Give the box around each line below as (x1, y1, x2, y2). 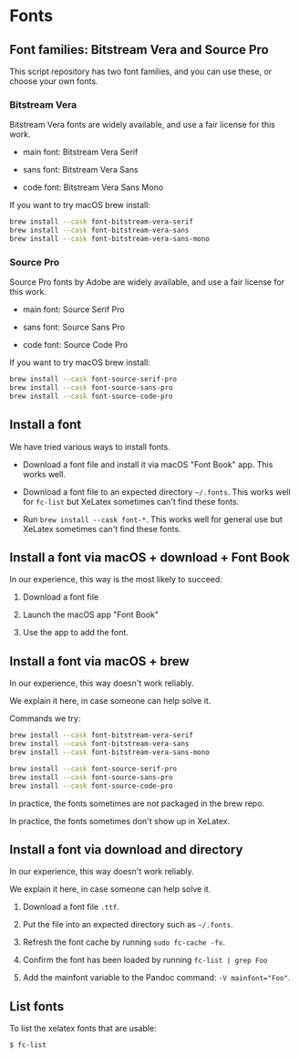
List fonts (9, 999, 65, 1014)
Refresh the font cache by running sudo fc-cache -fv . (22, 937, 226, 948)
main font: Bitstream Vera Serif (22, 147, 139, 158)
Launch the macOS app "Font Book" (22, 609, 160, 621)
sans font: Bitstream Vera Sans (22, 164, 139, 175)
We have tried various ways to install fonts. (9, 441, 170, 452)
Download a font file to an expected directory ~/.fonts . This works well (22, 486, 291, 498)
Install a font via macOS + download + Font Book (9, 550, 290, 566)
